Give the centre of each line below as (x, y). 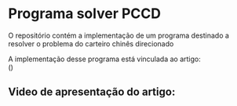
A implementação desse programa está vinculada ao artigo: (105, 59)
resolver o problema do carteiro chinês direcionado (91, 43)
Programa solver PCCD (84, 14)
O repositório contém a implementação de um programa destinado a (119, 35)
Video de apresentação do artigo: (92, 92)
